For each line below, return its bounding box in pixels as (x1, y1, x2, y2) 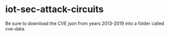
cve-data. (5, 25, 25, 31)
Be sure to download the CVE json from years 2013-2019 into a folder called (5, 20, 164, 26)
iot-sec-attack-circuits (5, 4, 104, 15)
